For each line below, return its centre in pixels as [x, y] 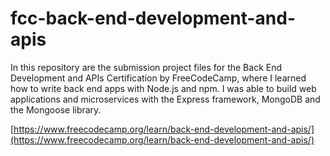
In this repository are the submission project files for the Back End [146, 67]
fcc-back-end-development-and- [153, 18]
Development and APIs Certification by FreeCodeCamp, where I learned [158, 78]
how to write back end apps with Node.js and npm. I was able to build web [163, 88]
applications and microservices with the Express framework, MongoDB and [165, 99]
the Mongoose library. [56, 109]
